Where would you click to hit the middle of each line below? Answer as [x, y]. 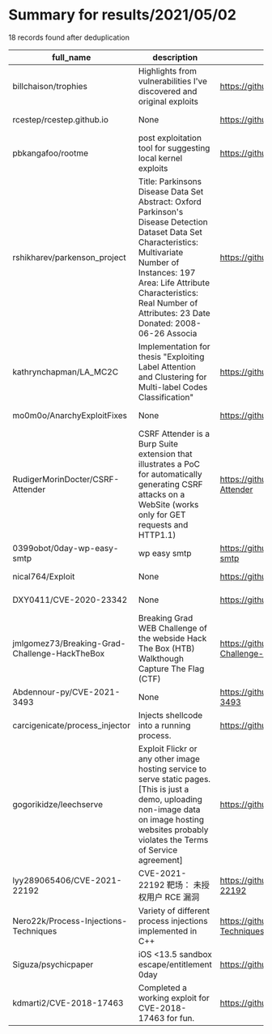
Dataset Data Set [170, 232]
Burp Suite [158, 443]
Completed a [163, 988]
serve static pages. [174, 779]
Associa [182, 333]
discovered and [168, 91]
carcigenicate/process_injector [72, 725]
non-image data [169, 810]
